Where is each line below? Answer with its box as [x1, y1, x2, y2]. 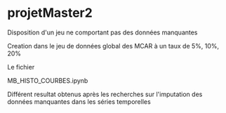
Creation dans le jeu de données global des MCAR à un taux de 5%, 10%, [7, 41, 220, 50]
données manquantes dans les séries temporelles [7, 97, 151, 106]
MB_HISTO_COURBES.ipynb [7, 76, 88, 85]
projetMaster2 [7, 5, 93, 21]
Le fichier [7, 62, 35, 71]
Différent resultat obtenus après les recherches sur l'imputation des [7, 90, 203, 98]
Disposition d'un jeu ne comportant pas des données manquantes [7, 28, 198, 36]
